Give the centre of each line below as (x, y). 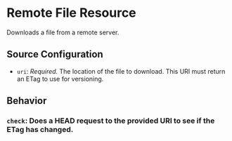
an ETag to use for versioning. (60, 79)
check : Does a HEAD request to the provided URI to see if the (111, 121)
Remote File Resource (71, 13)
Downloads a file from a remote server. (63, 32)
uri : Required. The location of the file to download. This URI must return (121, 71)
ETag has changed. (40, 130)
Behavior (27, 101)
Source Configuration (55, 54)
